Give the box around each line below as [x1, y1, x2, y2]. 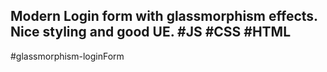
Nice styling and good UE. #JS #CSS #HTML [10, 24, 292, 41]
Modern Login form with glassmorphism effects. [10, 8, 318, 25]
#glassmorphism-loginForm [10, 50, 125, 62]
